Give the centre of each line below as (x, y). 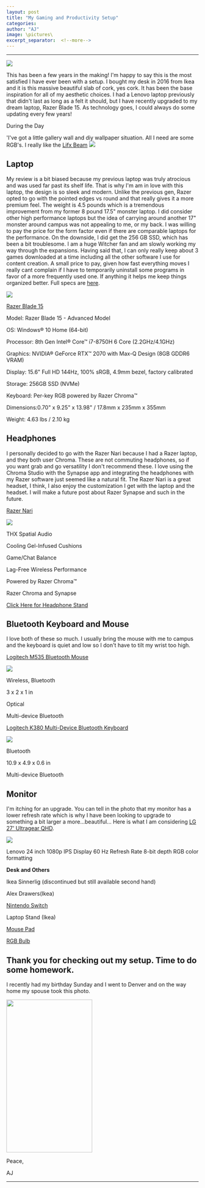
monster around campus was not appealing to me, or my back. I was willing (101, 224)
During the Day (25, 126)
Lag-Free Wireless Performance (47, 569)
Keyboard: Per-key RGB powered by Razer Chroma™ (72, 396)
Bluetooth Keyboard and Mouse (68, 624)
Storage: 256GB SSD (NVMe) (43, 383)
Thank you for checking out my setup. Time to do (102, 960)
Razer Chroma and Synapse (41, 593)
